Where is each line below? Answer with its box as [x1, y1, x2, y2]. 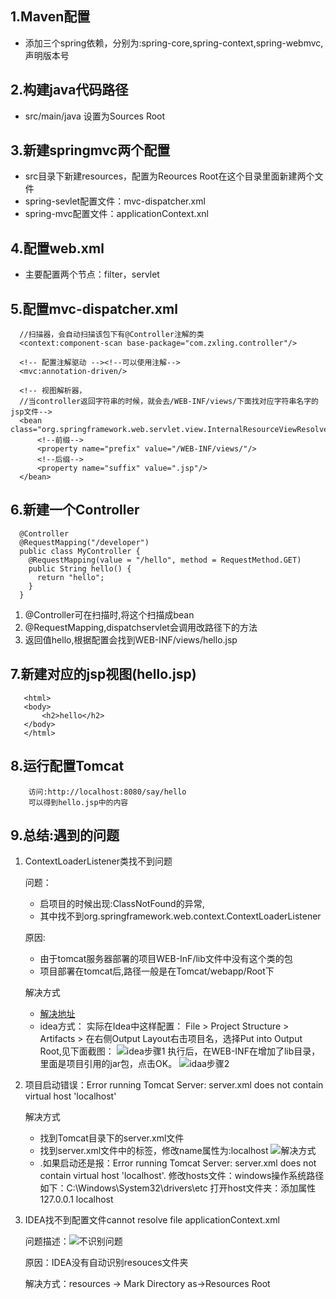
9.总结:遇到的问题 [10, 827, 120, 844]
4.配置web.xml [10, 240, 105, 257]
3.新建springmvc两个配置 [10, 142, 171, 159]
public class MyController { [19, 546, 141, 556]
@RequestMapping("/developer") [19, 537, 150, 547]
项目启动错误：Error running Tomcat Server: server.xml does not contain [24, 1079, 324, 1091]
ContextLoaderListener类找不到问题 [24, 855, 173, 867]
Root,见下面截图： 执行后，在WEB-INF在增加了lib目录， [39, 1045, 321, 1057]
